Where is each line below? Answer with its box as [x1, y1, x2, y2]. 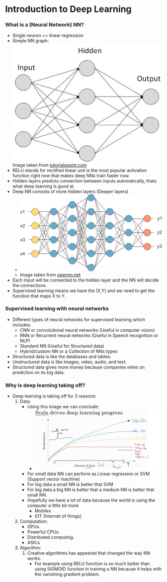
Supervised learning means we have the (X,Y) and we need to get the [12, 288, 155, 293]
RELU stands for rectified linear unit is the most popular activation [12, 168, 147, 174]
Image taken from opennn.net [19, 272, 81, 278]
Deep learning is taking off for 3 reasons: [12, 393, 97, 399]
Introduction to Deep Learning [5, 3, 132, 15]
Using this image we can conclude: [27, 404, 99, 410]
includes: [12, 322, 31, 328]
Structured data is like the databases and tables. [12, 353, 112, 359]
